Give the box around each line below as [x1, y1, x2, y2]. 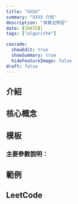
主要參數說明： [6, 150, 49, 158]
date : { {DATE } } [6, 25, 43, 31]
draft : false [6, 63, 38, 69]
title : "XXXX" [6, 8, 41, 15]
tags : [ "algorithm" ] [6, 31, 57, 37]
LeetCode [6, 190, 43, 200]
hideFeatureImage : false [11, 57, 72, 64]
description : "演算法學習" [6, 20, 67, 25]
